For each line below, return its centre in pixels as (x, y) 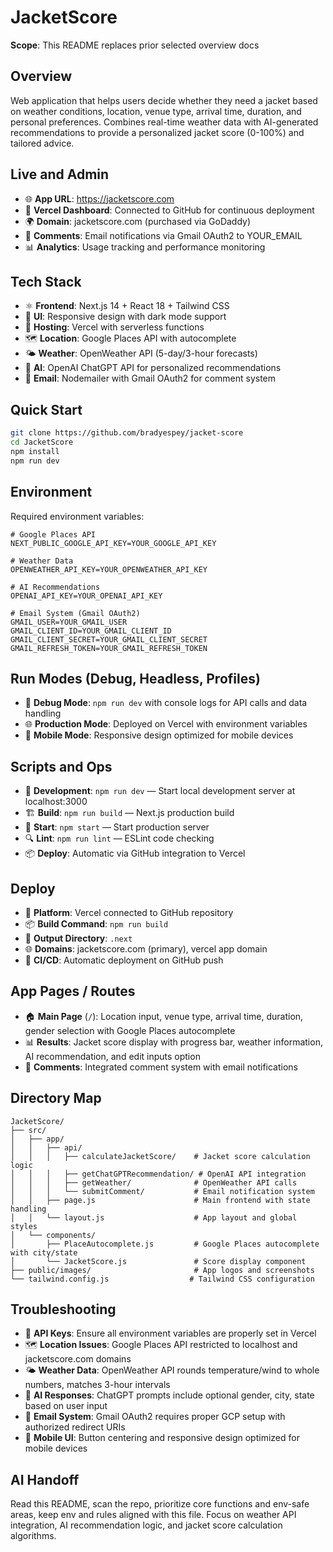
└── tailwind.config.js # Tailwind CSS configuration (162, 1279)
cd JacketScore (42, 442)
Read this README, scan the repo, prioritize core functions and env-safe (160, 1504)
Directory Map (56, 1098)
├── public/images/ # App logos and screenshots (162, 1270)
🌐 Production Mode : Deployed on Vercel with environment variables (166, 724)
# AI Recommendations (55, 587)
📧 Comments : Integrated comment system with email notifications (161, 1067)
